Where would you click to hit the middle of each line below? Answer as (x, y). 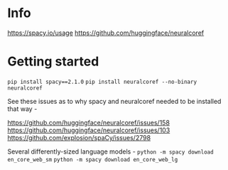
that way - (22, 109)
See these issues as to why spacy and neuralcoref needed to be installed (114, 101)
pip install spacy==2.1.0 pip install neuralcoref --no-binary (102, 82)
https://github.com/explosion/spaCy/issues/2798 (79, 137)
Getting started (53, 62)
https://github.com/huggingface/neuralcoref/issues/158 (89, 122)
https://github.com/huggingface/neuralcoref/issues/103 (89, 130)
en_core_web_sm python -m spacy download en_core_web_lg (93, 159)
